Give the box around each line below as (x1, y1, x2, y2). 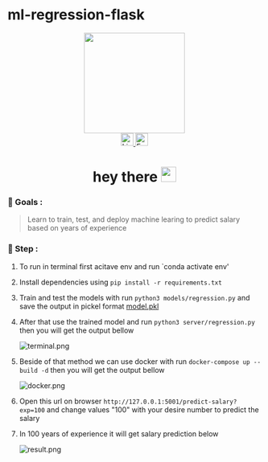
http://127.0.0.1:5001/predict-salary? (103, 398, 237, 406)
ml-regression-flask (7, 6, 146, 24)
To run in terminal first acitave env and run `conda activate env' (19, 261, 229, 271)
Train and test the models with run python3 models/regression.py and (19, 292, 250, 302)
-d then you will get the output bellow (40, 365, 165, 374)
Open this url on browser (19, 396, 102, 406)
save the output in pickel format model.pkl (19, 301, 159, 311)
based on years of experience (27, 223, 127, 233)
